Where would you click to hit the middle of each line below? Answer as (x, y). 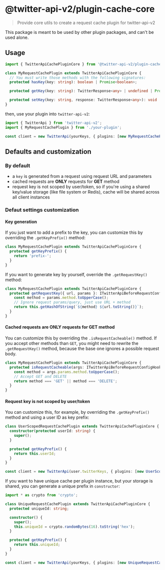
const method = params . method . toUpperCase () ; (61, 298)
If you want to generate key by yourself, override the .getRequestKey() (76, 274)
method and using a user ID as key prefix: (47, 417)
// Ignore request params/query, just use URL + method (72, 302)
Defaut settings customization (42, 210)
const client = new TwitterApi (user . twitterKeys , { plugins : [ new (74, 472)
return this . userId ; (35, 454)
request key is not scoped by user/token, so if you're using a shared (81, 187)
